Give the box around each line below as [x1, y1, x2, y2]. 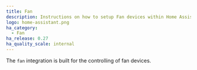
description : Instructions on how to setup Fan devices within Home [6, 14, 177, 20]
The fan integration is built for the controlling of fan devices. [6, 57, 151, 64]
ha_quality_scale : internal [6, 41, 75, 47]
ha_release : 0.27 [6, 36, 49, 41]
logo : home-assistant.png [6, 19, 69, 25]
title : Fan [6, 8, 33, 15]
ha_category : [6, 24, 38, 31]
